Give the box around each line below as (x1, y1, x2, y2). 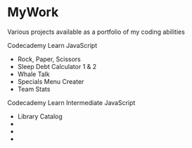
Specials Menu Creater (17, 77, 84, 85)
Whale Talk (17, 70, 51, 78)
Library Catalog (17, 112, 63, 121)
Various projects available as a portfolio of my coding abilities (7, 27, 185, 36)
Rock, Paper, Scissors (17, 54, 81, 63)
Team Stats (17, 85, 51, 93)
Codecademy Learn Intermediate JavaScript (7, 98, 136, 106)
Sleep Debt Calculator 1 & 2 (17, 62, 97, 70)
